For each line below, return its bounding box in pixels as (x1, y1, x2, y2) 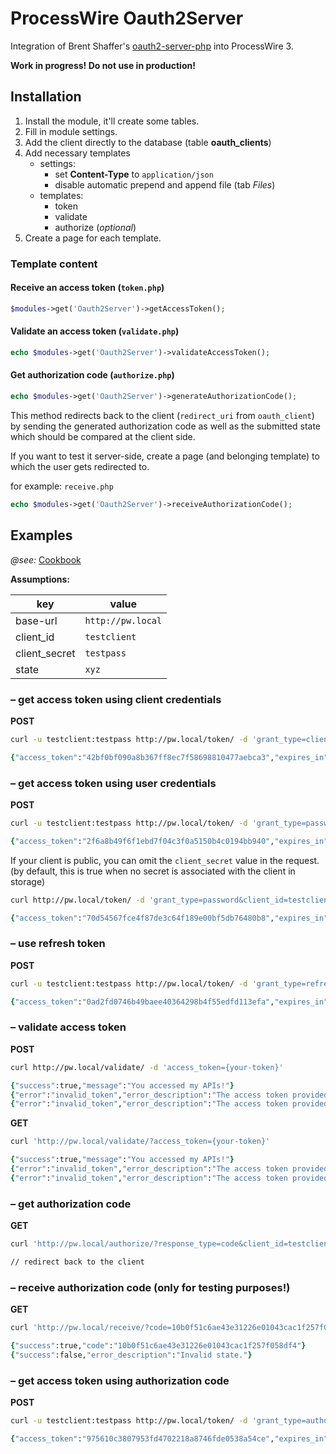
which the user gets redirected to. (10, 460, 150, 472)
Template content (10, 257, 98, 271)
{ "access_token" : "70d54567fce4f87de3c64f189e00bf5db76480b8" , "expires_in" (10, 913, 329, 923)
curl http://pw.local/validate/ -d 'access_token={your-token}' (10, 1062, 284, 1072)
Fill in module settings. (24, 125, 118, 137)
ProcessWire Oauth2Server (10, 7, 244, 30)
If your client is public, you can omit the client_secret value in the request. (10, 854, 320, 866)
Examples (10, 527, 73, 544)
